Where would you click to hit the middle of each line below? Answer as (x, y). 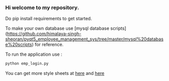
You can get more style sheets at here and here (55, 73)
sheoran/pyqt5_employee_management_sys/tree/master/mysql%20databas (84, 39)
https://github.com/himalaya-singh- (44, 34)
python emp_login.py (27, 64)
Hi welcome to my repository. (42, 8)
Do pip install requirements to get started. (49, 19)
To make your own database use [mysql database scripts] (66, 28)
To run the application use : (34, 54)
